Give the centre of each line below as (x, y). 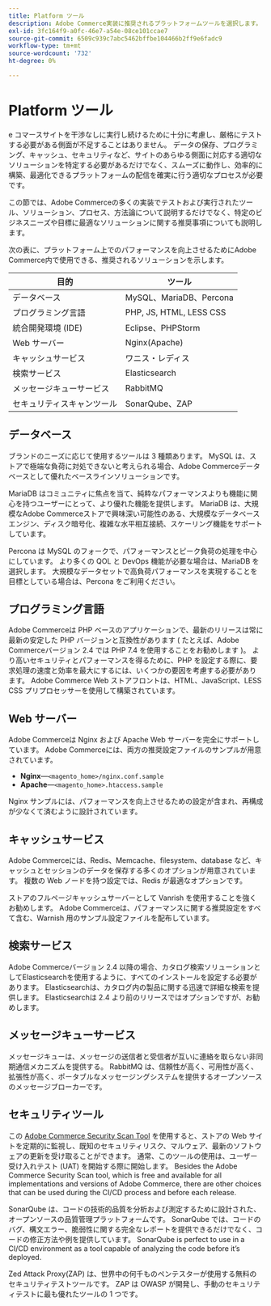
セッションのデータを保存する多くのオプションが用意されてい (146, 871)
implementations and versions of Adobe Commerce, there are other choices (135, 1183)
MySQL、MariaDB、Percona (180, 298)
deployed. (25, 1257)
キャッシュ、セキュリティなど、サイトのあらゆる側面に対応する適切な (146, 154)
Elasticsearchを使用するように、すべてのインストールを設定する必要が (140, 977)
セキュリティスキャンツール (65, 404)
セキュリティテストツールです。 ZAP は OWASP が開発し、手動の (117, 1283)
